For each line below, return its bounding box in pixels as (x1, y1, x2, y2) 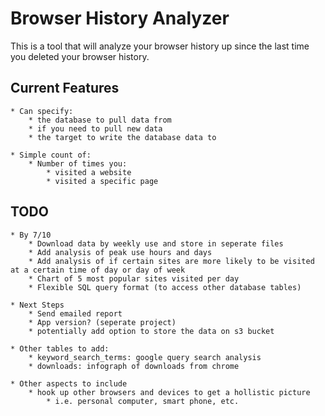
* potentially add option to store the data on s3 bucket (28, 326, 275, 336)
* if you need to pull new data (28, 123, 163, 134)
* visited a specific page (46, 176, 159, 186)
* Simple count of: (10, 150, 92, 160)
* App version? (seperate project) (28, 317, 177, 327)
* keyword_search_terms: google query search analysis (28, 352, 262, 362)
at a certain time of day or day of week (10, 265, 186, 275)
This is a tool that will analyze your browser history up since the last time (10, 40, 310, 52)
